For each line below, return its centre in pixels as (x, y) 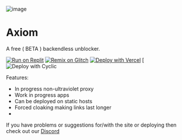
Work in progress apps (42, 95)
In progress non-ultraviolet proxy (54, 89)
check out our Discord (33, 131)
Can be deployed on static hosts (53, 101)
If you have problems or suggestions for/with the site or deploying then (91, 125)
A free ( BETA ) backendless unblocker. (53, 48)
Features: (17, 77)
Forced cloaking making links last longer (63, 107)
